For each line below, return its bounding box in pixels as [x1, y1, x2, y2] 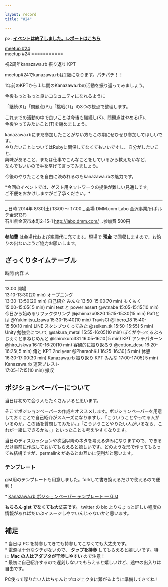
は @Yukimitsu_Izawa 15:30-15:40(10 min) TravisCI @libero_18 [5, 317, 132, 323]
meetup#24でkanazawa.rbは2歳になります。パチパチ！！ [5, 71, 124, 78]
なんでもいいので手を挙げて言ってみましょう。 [5, 163, 101, 169]
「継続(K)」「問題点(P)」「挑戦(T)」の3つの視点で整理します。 [5, 103, 131, 109]
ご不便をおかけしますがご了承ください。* [5, 190, 91, 196]
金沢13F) [9, 212, 27, 218]
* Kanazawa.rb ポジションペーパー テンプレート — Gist [5, 493, 119, 500]
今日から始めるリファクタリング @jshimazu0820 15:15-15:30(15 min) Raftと [5, 311, 160, 317]
